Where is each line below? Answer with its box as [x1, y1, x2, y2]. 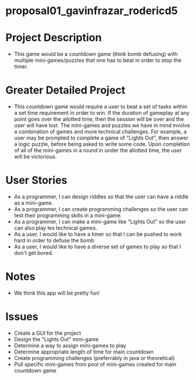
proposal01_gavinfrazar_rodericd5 [5, 4, 178, 18]
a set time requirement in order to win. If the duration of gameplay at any [13, 109, 190, 116]
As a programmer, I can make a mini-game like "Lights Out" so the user [13, 218, 186, 225]
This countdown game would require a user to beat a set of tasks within [13, 103, 188, 110]
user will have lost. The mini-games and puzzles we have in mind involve [13, 122, 190, 129]
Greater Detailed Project [5, 84, 126, 97]
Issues [5, 310, 39, 324]
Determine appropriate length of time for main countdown [13, 348, 154, 355]
